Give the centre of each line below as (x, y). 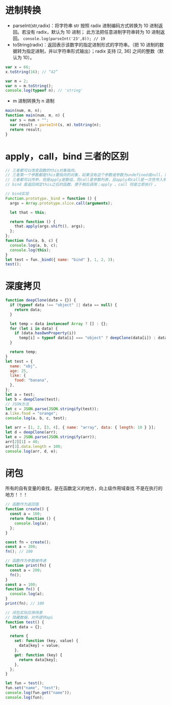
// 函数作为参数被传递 (26, 561)
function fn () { (22, 589)
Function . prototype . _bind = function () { (51, 198)
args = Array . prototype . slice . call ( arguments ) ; (61, 203)
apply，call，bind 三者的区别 (67, 156)
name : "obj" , (24, 366)
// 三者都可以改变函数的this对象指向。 (42, 170)
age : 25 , (19, 371)
